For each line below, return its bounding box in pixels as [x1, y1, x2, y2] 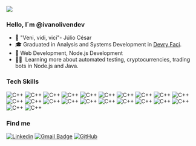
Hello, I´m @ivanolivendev [6, 20, 85, 28]
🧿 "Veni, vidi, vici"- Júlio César [15, 34, 92, 42]
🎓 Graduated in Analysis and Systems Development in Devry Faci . [15, 41, 182, 48]
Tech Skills [6, 77, 39, 86]
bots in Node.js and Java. [15, 62, 79, 69]
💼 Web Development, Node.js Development [15, 49, 123, 57]
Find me [6, 119, 31, 127]
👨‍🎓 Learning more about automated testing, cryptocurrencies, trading [15, 56, 191, 63]
